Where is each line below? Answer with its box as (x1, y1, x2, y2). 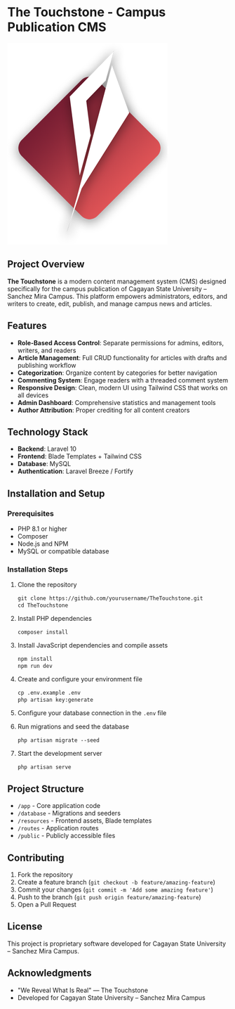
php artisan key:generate (17, 697, 93, 704)
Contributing (7, 851, 65, 863)
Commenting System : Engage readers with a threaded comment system (17, 375, 229, 384)
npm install (17, 655, 53, 663)
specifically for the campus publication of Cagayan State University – (7, 284, 207, 293)
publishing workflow (17, 361, 76, 369)
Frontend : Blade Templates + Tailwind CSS (17, 452, 142, 461)
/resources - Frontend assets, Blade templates (17, 816, 152, 825)
